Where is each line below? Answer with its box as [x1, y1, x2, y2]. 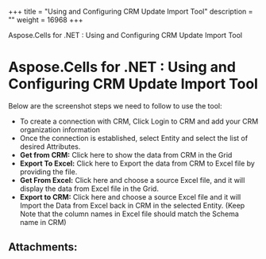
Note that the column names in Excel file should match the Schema [19, 209, 240, 219]
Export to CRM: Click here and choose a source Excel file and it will [19, 192, 241, 201]
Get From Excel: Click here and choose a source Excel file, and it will [19, 175, 245, 185]
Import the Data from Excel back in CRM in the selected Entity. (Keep [19, 200, 245, 210]
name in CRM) [19, 217, 67, 227]
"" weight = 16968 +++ [8, 15, 83, 25]
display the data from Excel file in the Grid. [19, 184, 159, 193]
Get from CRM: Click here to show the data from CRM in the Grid [19, 150, 233, 159]
